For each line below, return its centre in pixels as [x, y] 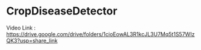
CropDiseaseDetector [62, 11]
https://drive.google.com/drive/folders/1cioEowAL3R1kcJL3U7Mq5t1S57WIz [101, 34]
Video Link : [21, 28]
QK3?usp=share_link [32, 40]
